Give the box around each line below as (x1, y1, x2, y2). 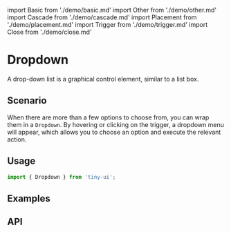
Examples (7, 193, 50, 204)
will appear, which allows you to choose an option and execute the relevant (7, 128, 221, 136)
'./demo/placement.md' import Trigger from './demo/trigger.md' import (7, 21, 208, 28)
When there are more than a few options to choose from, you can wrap (7, 113, 210, 122)
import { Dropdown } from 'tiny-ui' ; (7, 173, 116, 180)
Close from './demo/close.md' (7, 28, 92, 36)
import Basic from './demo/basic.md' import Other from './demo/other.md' (7, 6, 216, 14)
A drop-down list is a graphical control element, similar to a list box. (7, 75, 199, 83)
